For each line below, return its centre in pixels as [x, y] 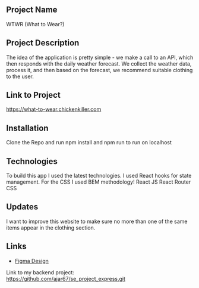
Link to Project [33, 95]
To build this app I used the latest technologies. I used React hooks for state [99, 176]
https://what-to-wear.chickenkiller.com [54, 109]
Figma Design [32, 261]
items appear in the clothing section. [51, 227]
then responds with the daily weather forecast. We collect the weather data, [99, 64]
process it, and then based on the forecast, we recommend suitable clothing [99, 70]
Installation [27, 128]
